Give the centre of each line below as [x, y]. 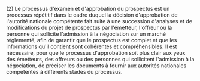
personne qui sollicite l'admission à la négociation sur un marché [86, 34]
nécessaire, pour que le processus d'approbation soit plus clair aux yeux [96, 53]
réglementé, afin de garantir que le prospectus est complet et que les [92, 40]
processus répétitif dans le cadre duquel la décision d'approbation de [92, 15]
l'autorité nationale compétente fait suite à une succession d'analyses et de [99, 21]
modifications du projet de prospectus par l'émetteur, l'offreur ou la [89, 27]
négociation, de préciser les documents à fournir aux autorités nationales [96, 66]
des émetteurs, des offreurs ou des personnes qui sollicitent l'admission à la [100, 59]
